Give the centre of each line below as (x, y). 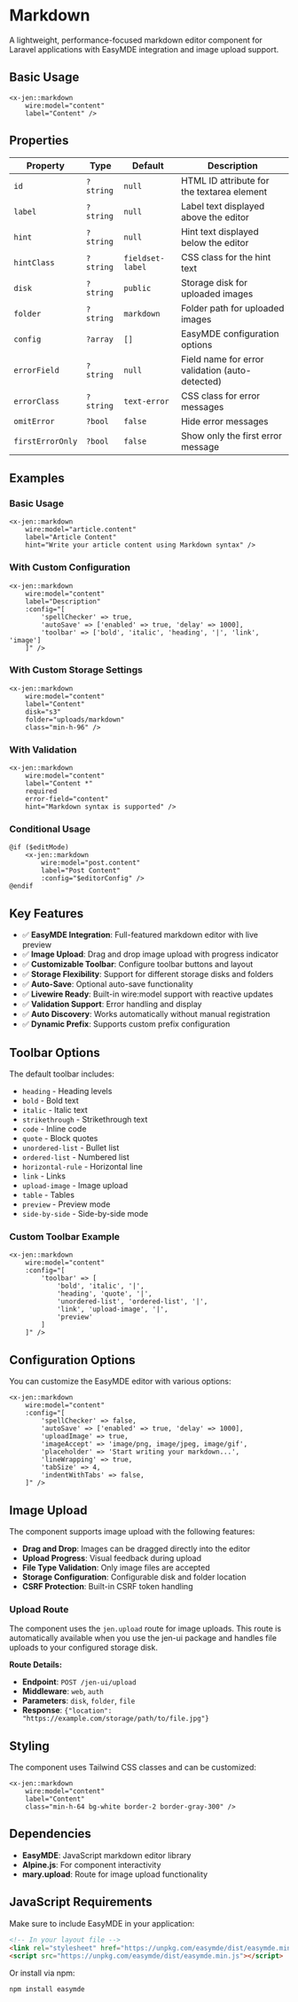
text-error (147, 401)
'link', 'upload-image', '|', (112, 1310)
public (137, 288)
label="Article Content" (71, 538)
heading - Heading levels (67, 1092)
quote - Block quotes (60, 1139)
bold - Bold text (50, 1100)
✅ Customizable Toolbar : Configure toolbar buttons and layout (137, 965)
